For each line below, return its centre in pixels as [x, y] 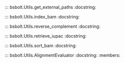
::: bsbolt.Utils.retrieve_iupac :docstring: [46, 36]
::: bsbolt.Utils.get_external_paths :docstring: [51, 7]
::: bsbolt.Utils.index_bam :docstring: [42, 17]
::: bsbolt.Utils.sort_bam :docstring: [41, 46]
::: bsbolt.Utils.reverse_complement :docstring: [53, 26]
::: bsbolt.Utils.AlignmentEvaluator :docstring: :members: [62, 55]
